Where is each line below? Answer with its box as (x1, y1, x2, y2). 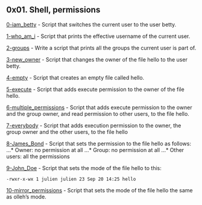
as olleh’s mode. (6, 193, 46, 200)
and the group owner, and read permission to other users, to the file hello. (6, 110, 190, 117)
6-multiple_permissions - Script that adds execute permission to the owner (6, 104, 192, 111)
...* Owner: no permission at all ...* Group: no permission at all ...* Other (6, 146, 185, 153)
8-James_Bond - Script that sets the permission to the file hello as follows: (6, 140, 192, 147)
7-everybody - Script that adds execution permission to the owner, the (6, 122, 181, 129)
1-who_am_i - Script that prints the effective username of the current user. (6, 33, 191, 40)
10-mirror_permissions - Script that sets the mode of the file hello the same (6, 186, 193, 194)
